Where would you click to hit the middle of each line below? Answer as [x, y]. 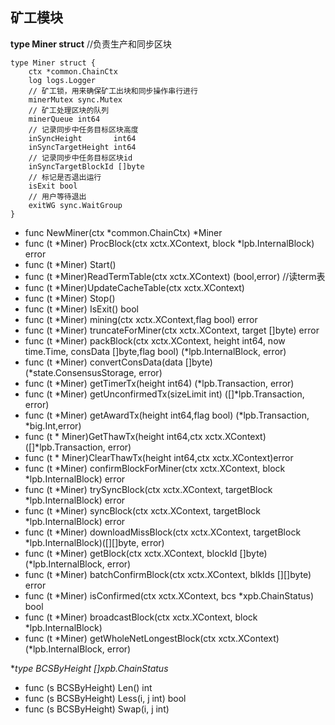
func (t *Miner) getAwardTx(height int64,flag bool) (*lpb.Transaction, [167, 415]
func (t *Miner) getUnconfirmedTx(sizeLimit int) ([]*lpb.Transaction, [164, 394]
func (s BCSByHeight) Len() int [88, 687]
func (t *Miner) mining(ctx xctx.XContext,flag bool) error [141, 319]
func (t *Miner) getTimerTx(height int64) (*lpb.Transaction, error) [159, 383]
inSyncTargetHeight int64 [82, 147]
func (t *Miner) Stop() [70, 298]
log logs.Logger [62, 80]
